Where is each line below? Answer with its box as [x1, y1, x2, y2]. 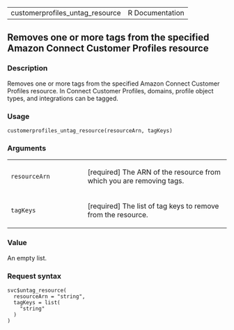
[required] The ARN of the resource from [87, 167, 221, 177]
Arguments [7, 143, 47, 152]
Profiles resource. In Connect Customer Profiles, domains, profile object [7, 86, 214, 95]
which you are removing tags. [87, 176, 185, 186]
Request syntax [7, 271, 61, 281]
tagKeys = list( [13, 299, 61, 306]
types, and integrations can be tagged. [7, 94, 118, 102]
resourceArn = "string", [13, 292, 86, 300]
